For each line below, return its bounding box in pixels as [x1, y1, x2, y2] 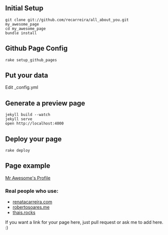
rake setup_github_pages [5, 57, 57, 62]
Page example [5, 162, 51, 170]
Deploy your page [5, 135, 62, 143]
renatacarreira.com [12, 199, 53, 205]
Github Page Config [5, 44, 68, 53]
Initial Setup [5, 4, 44, 13]
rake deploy [5, 148, 30, 153]
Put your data [5, 71, 49, 80]
